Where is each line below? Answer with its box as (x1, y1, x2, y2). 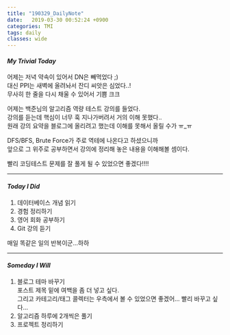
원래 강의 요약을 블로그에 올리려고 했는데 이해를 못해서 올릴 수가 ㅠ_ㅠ (7, 122, 193, 130)
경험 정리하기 (16, 207, 53, 215)
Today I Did (7, 182, 40, 190)
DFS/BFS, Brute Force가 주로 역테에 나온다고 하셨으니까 (7, 137, 159, 145)
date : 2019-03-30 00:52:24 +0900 (7, 16, 109, 23)
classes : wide (7, 36, 48, 43)
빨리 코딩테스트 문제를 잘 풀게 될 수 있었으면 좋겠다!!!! (7, 159, 149, 168)
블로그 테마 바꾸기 (16, 277, 65, 286)
